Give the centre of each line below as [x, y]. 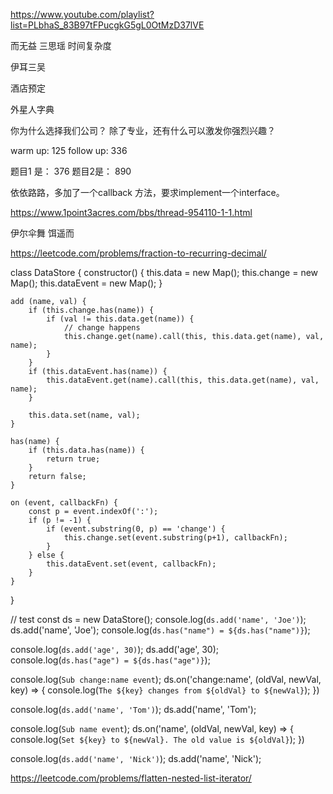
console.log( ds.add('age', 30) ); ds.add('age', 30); [115, 649]
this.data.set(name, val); [84, 415]
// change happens [102, 328]
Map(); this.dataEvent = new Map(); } [86, 283]
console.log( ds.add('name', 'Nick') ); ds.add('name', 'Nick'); [136, 758]
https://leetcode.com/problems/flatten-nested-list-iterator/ [131, 778]
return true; [73, 459]
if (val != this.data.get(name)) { [120, 319]
